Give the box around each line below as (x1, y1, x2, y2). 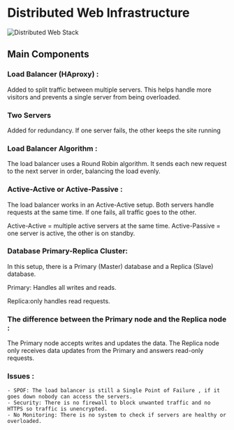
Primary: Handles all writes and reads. (7, 283, 117, 291)
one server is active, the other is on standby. (7, 229, 136, 237)
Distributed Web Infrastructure (7, 5, 190, 21)
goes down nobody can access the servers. (7, 394, 133, 401)
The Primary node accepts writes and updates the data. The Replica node (7, 339, 220, 347)
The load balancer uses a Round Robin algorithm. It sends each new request (7, 160, 227, 168)
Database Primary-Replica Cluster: (7, 247, 128, 256)
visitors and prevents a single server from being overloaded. (7, 92, 181, 101)
